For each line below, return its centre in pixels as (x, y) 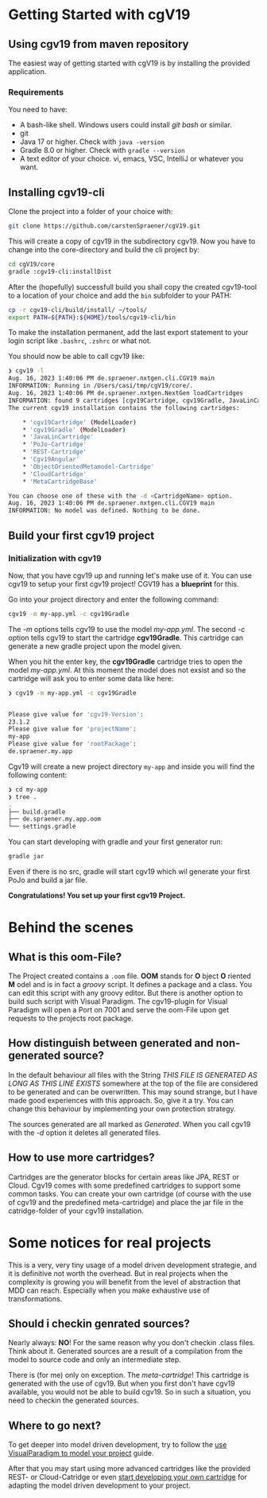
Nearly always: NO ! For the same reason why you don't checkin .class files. (132, 1343)
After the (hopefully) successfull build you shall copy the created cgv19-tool (132, 287)
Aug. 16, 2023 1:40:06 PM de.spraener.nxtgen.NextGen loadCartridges (126, 393)
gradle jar (26, 856)
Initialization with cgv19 (55, 558)
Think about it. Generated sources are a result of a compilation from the (126, 1352)
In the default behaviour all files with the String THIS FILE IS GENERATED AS (133, 1075)
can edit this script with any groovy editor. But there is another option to (126, 993)
